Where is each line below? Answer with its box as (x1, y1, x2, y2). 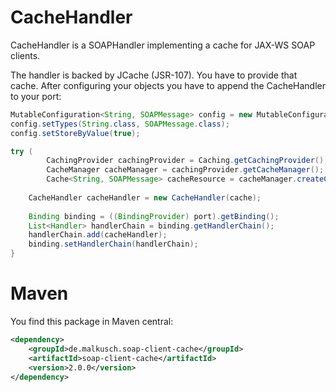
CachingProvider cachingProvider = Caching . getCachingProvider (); (46, 156, 329, 166)
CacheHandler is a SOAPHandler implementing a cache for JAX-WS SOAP (10, 39, 316, 51)
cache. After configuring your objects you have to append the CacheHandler (10, 79, 327, 91)
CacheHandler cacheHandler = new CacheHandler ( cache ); (28, 192, 262, 203)
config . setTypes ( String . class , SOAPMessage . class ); (10, 119, 230, 129)
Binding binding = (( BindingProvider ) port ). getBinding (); (28, 211, 280, 221)
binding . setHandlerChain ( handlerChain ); (28, 239, 199, 250)
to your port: (10, 90, 62, 102)
